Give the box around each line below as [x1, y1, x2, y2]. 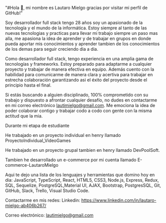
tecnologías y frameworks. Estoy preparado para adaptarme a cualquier [5, 61, 152, 67]
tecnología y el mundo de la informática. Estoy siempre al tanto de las [5, 25, 147, 31]
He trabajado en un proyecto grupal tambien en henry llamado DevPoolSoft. [5, 147, 160, 153]
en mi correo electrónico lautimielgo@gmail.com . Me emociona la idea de [5, 103, 155, 108]
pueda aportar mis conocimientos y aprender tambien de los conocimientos [5, 41, 160, 47]
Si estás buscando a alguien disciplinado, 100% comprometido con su [5, 92, 149, 98]
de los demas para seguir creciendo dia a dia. [5, 46, 98, 52]
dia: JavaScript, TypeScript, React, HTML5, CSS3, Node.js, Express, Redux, [5, 177, 160, 183]
